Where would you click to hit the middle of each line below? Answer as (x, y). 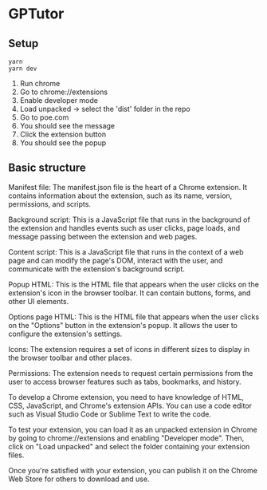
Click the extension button (63, 134)
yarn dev (23, 69)
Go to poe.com (44, 117)
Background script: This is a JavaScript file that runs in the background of (130, 219)
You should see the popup (63, 143)
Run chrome (40, 83)
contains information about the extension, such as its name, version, (120, 196)
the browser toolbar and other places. (71, 358)
